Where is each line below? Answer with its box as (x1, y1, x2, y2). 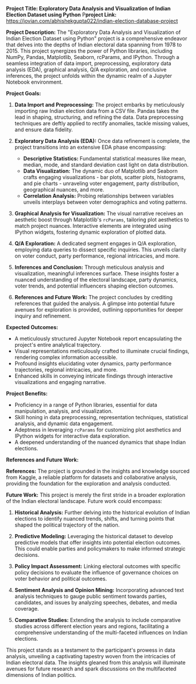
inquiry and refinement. (14, 313, 71, 319)
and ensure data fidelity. (14, 126, 73, 133)
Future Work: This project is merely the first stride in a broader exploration (6, 491, 185, 498)
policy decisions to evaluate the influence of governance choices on (14, 569, 179, 576)
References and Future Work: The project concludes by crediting (14, 294, 173, 300)
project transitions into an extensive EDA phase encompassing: (14, 143, 166, 151)
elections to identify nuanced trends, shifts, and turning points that (14, 515, 175, 522)
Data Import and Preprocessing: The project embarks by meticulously (14, 101, 185, 108)
